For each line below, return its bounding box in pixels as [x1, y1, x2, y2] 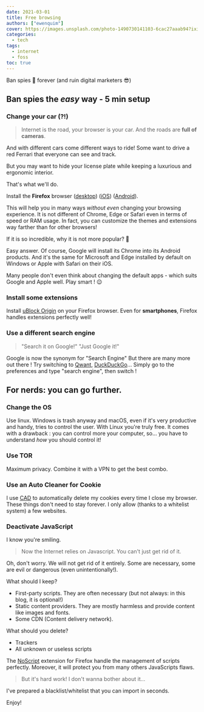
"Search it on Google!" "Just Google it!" [21, 343, 120, 350]
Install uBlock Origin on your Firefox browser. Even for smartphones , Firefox [6, 307, 197, 315]
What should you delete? [6, 627, 69, 635]
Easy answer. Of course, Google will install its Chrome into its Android [6, 247, 181, 255]
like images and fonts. [15, 609, 70, 617]
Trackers [15, 639, 38, 646]
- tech [12, 37, 29, 43]
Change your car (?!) [6, 112, 69, 120]
